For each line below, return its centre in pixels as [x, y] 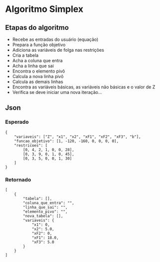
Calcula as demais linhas [38, 82]
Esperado [17, 122]
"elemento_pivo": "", [45, 212]
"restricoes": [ [31, 145]
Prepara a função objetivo [39, 45]
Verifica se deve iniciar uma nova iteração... [57, 92]
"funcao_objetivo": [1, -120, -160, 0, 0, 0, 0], [67, 141]
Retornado [18, 179]
